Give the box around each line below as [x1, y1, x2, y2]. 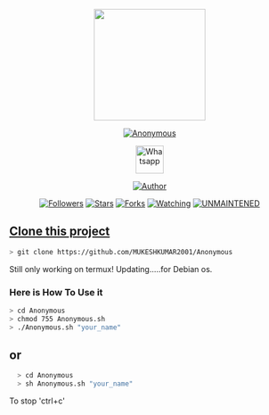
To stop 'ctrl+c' [9, 395, 65, 406]
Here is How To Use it [9, 286, 103, 298]
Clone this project [9, 224, 110, 239]
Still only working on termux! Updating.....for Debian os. [9, 263, 213, 274]
